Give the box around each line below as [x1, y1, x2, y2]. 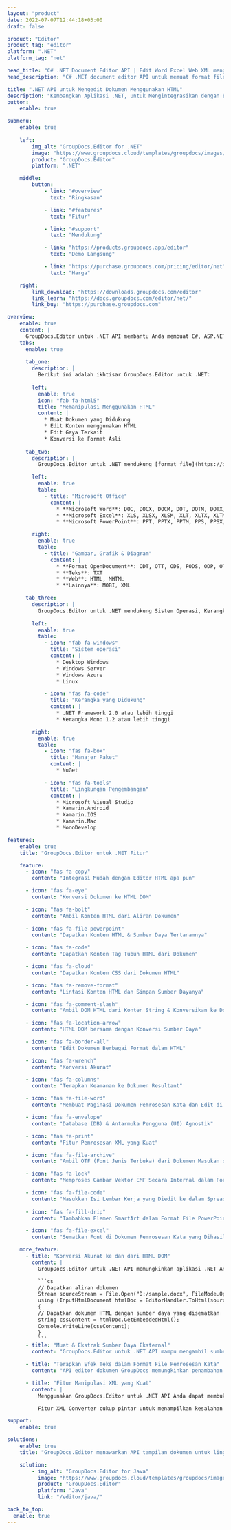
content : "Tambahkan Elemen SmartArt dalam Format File [32, 1215, 195, 1222]
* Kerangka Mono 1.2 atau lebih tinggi [56, 716, 170, 723]
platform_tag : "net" [7, 54, 67, 62]
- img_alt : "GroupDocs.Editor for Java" [32, 1468, 149, 1475]
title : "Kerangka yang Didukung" [50, 697, 146, 704]
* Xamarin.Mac [56, 818, 97, 825]
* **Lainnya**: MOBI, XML [56, 582, 131, 590]
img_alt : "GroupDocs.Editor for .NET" [32, 143, 143, 150]
